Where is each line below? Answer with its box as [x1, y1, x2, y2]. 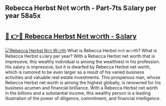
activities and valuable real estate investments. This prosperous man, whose [5, 74, 161, 80]
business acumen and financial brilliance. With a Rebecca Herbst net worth [5, 85, 158, 91]
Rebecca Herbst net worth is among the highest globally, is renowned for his [5, 80, 161, 85]
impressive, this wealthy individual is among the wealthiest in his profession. [5, 59, 161, 65]
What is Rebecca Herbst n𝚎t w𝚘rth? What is [67, 48, 157, 53]
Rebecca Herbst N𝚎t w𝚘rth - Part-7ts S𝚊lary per [5, 4, 157, 12]
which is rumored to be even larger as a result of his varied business [5, 69, 144, 75]
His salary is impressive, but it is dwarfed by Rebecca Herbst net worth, [5, 64, 151, 70]
